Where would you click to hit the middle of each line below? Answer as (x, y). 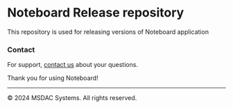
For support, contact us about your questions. (73, 65)
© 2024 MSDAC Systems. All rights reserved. (72, 98)
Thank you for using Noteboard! (53, 78)
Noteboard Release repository (96, 13)
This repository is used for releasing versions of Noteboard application (108, 32)
